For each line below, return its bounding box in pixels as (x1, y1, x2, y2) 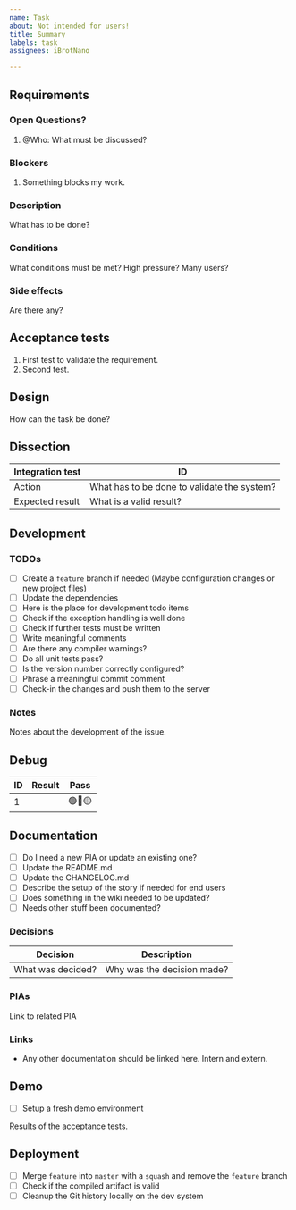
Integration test (13, 466, 81, 478)
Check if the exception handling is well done (21, 613, 186, 624)
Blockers (9, 156, 49, 169)
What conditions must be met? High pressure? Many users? (9, 262, 230, 273)
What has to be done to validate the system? (89, 481, 276, 493)
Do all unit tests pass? (21, 653, 104, 664)
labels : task (9, 38, 58, 47)
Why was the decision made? (105, 963, 229, 976)
